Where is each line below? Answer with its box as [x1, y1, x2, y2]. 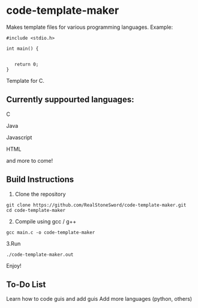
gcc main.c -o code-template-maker [6, 229, 95, 235]
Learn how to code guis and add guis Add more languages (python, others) [6, 295, 193, 303]
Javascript [6, 133, 32, 141]
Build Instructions [6, 175, 74, 185]
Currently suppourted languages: [6, 94, 134, 105]
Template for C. [6, 77, 45, 84]
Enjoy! [6, 262, 22, 269]
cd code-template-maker [6, 207, 66, 213]
